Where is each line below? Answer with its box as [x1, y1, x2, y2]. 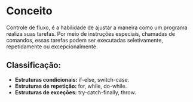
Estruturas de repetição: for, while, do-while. [14, 82, 127, 89]
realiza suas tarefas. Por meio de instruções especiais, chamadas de [6, 30, 175, 37]
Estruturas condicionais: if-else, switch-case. [14, 76, 130, 83]
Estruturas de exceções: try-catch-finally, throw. [14, 88, 136, 96]
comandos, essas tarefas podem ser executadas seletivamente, [6, 36, 163, 44]
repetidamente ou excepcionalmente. [6, 43, 98, 50]
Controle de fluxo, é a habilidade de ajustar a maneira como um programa [6, 24, 188, 31]
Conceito [6, 4, 53, 18]
